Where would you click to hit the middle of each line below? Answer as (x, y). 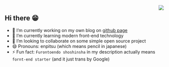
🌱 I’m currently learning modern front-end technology (68, 35)
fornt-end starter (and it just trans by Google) (61, 59)
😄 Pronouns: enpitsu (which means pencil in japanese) (69, 46)
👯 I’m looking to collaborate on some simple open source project (79, 41)
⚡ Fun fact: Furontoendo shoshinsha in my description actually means (83, 51)
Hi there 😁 (22, 18)
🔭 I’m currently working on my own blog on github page (70, 30)
